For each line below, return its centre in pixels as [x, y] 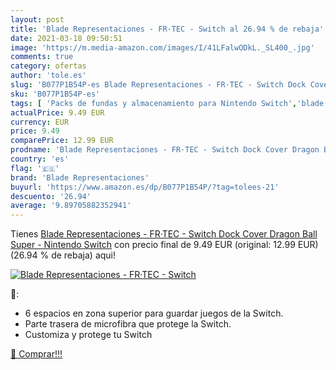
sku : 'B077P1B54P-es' [55, 94]
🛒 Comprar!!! [36, 354]
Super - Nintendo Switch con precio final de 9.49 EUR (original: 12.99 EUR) [164, 245]
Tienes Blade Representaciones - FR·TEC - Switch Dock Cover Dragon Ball [164, 234]
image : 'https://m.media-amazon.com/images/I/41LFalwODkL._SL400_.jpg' [162, 47]
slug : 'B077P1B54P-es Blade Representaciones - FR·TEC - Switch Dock [158, 85]
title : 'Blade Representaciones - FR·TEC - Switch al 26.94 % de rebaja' [167, 29]
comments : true [42, 57]
